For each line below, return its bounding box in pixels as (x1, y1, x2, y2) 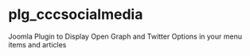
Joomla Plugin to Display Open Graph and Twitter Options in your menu (8, 32, 243, 41)
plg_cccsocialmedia (8, 6, 143, 24)
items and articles (8, 39, 67, 49)
